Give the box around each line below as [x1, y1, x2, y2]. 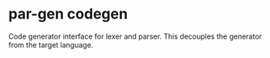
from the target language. [8, 39, 94, 49]
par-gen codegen [8, 5, 128, 23]
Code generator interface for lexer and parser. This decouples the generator [8, 31, 263, 41]
